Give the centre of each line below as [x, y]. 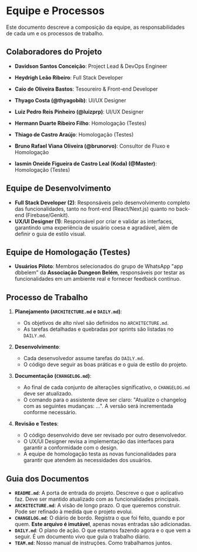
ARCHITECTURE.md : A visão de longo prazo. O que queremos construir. [98, 505]
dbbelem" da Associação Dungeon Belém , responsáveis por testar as [100, 272]
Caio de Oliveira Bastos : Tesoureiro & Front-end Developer [86, 89]
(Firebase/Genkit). [47, 215]
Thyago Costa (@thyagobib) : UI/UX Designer [70, 100]
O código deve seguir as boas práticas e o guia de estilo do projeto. [105, 365]
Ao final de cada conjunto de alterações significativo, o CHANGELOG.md [106, 387]
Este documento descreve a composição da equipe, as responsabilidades [96, 27]
